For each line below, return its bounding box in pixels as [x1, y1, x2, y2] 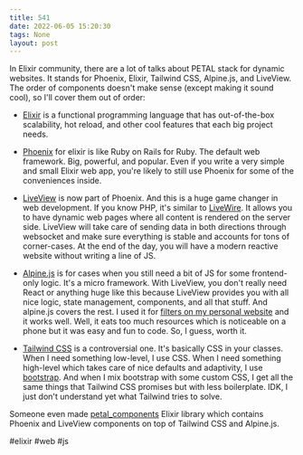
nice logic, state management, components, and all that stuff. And [22, 297, 269, 308]
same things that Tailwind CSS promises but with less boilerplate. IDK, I [22, 382, 289, 393]
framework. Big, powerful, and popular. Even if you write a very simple [22, 156, 285, 167]
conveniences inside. [22, 175, 102, 186]
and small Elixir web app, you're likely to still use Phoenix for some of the [22, 166, 294, 176]
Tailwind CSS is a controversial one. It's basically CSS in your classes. [22, 343, 283, 354]
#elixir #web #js [9, 436, 70, 447]
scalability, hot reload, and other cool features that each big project [22, 119, 273, 130]
